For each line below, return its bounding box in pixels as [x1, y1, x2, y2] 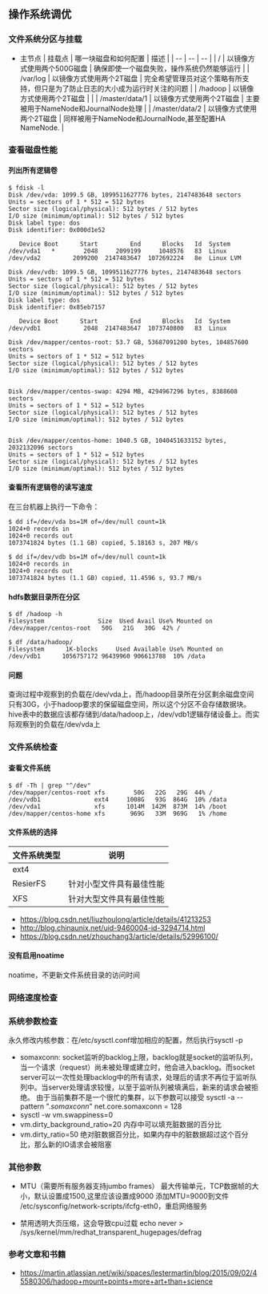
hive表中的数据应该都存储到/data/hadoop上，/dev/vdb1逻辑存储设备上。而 [8, 709, 254, 720]
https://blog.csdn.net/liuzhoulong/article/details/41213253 [19, 914, 212, 924]
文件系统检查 [8, 741, 58, 752]
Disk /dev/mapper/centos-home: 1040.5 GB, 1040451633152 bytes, [8, 436, 227, 444]
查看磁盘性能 [8, 144, 58, 155]
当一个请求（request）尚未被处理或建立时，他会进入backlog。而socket [19, 1062, 255, 1073]
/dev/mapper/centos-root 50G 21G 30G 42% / [8, 624, 181, 632]
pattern [19, 1101, 45, 1111]
